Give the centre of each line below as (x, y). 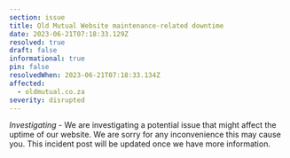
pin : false (29, 67)
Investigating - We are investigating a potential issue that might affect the (143, 125)
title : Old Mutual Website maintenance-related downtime (117, 26)
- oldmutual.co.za (51, 91)
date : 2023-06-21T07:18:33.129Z (69, 34)
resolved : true (37, 42)
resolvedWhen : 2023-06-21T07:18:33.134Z (85, 75)
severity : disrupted (47, 100)
